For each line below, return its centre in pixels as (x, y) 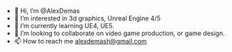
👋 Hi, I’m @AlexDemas (47, 11)
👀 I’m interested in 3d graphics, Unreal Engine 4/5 (87, 18)
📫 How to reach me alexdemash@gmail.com (80, 41)
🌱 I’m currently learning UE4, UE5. (64, 26)
